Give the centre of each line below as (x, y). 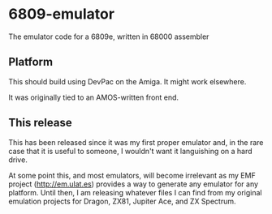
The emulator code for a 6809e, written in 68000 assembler (109, 36)
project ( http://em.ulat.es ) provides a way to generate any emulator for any (133, 184)
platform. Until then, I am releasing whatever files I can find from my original (135, 192)
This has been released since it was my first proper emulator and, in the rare (136, 142)
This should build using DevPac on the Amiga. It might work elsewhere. (127, 81)
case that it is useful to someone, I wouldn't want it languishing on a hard (131, 151)
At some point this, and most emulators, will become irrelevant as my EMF (132, 175)
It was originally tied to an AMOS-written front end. (94, 97)
